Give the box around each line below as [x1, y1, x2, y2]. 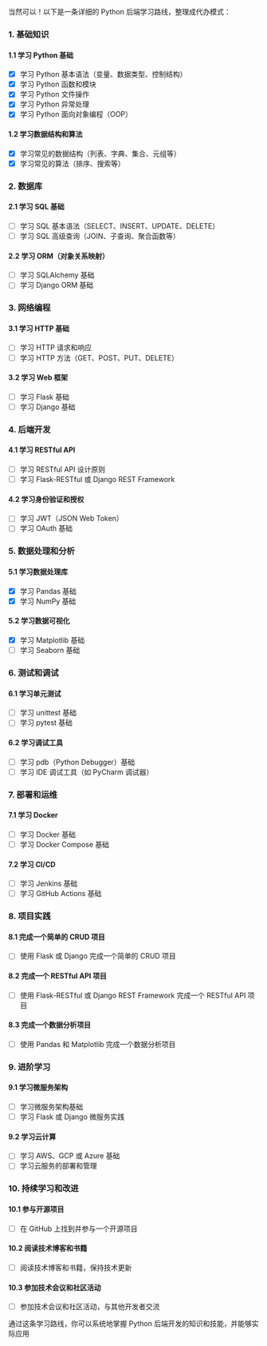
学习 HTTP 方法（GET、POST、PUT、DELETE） [19, 352, 179, 362]
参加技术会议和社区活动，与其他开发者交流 [19, 1302, 160, 1312]
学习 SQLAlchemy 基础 [19, 270, 95, 280]
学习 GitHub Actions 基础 [19, 889, 102, 898]
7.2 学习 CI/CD [8, 859, 56, 869]
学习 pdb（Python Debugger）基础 [19, 757, 135, 767]
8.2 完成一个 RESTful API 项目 [8, 971, 108, 981]
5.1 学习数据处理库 [8, 567, 69, 577]
